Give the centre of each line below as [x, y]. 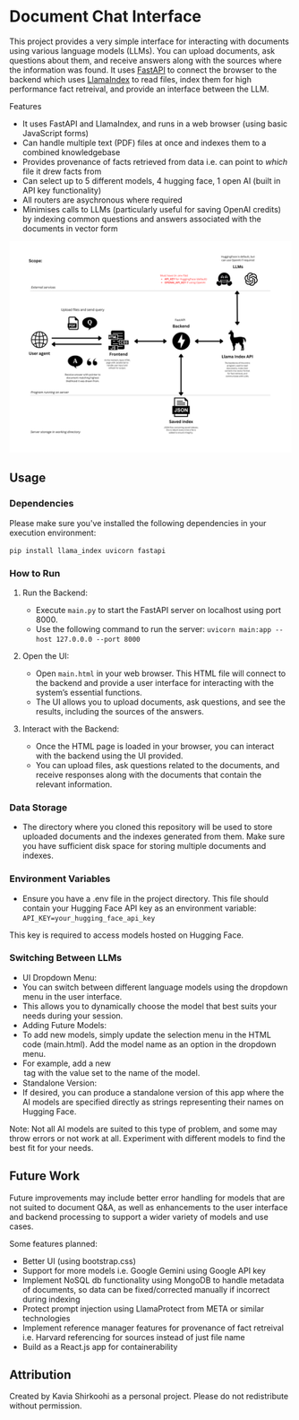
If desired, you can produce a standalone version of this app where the [153, 1092]
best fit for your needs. [51, 1147]
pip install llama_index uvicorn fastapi [88, 550]
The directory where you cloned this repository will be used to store [147, 827]
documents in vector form [70, 228]
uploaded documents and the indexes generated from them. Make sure [154, 836]
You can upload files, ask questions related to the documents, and [158, 765]
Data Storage [38, 807]
